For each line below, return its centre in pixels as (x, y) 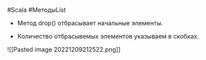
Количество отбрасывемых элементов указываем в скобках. (108, 36)
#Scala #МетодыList (37, 10)
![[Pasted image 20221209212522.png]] (64, 49)
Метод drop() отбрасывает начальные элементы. (90, 23)
